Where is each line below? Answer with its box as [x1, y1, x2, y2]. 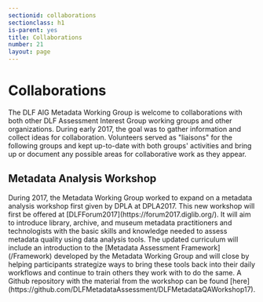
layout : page [8, 48, 51, 56]
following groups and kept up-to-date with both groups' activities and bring [8, 140, 252, 150]
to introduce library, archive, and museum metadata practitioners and [8, 217, 232, 227]
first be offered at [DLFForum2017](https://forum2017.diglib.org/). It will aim [8, 209, 251, 219]
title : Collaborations [8, 33, 82, 42]
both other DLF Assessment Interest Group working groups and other [8, 115, 233, 126]
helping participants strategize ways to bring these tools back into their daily [8, 260, 256, 269]
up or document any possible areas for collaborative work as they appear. [8, 149, 247, 158]
